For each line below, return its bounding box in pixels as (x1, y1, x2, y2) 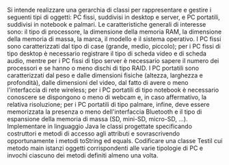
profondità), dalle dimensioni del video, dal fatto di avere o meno (7, 79, 189, 86)
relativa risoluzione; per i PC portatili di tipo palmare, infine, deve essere (7, 101, 210, 108)
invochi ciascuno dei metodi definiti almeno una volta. (7, 151, 159, 160)
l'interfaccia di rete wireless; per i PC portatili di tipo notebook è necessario (7, 86, 219, 94)
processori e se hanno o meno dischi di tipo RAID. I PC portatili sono (7, 64, 200, 72)
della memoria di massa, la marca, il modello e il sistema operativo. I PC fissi (7, 35, 221, 43)
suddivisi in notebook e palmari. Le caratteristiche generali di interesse (7, 21, 206, 28)
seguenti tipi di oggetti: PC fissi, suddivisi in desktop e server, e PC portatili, (7, 13, 220, 21)
